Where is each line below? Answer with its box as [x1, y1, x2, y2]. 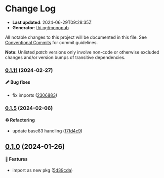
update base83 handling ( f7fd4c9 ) [12, 128, 82, 134]
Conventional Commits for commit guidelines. [5, 39, 98, 45]
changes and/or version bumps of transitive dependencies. [5, 54, 125, 60]
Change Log [5, 3, 56, 14]
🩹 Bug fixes [5, 79, 31, 85]
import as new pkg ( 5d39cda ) [12, 167, 73, 173]
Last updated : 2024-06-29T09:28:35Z [12, 19, 92, 25]
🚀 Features [5, 156, 28, 162]
